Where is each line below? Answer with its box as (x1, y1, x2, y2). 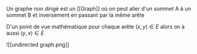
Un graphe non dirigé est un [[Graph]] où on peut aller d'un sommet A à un (6, 5, 191, 12)
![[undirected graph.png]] (6, 41, 70, 48)
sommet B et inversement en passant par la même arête (6, 11, 145, 19)
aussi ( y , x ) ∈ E (6, 29, 44, 37)
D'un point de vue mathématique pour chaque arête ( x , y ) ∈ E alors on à (6, 23, 185, 30)
